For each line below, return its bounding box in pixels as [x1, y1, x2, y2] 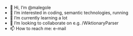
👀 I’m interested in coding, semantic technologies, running [9, 10, 129, 16]
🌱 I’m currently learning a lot [9, 15, 68, 20]
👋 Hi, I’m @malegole [9, 5, 51, 10]
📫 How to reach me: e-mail [9, 26, 66, 31]
